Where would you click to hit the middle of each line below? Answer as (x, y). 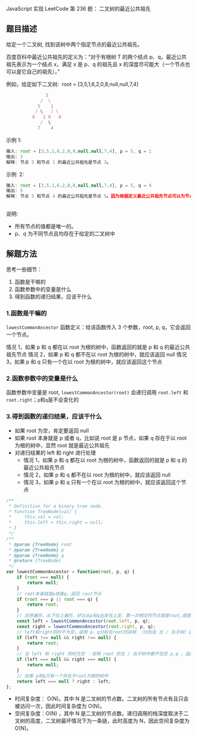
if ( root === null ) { (43, 577)
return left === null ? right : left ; (64, 681)
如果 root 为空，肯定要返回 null (52, 430)
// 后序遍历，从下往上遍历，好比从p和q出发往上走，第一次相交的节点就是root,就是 (104, 616)
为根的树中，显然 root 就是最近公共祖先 (62, 445)
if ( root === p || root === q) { (57, 599)
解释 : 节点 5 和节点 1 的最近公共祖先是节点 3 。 (59, 162)
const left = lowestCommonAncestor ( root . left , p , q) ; (84, 621)
